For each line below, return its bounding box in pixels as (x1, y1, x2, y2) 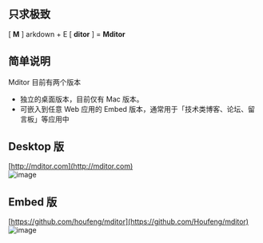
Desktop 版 (8, 140, 65, 153)
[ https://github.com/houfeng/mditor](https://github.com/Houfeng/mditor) (8, 217, 249, 226)
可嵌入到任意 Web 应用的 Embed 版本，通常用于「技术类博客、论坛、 (19, 104, 249, 114)
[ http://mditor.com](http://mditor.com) (8, 161, 133, 171)
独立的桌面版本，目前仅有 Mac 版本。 (19, 94, 144, 104)
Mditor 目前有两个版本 (8, 77, 82, 86)
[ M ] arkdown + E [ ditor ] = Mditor (8, 29, 126, 38)
